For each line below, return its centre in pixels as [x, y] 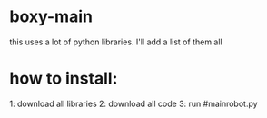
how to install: [64, 79]
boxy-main [51, 17]
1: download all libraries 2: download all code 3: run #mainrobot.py [133, 103]
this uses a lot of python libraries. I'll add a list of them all [116, 42]
